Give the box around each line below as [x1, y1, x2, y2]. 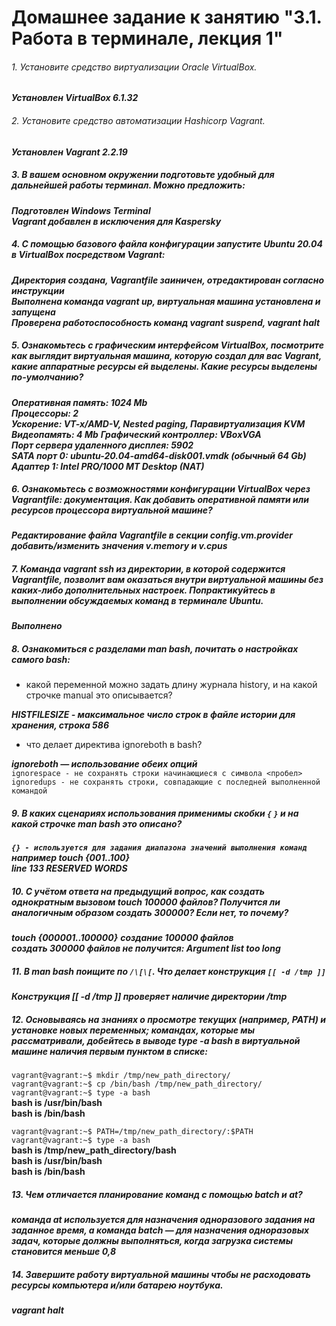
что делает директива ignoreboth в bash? [25, 739, 203, 751]
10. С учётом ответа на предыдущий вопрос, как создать [11, 885, 265, 897]
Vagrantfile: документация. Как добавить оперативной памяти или [11, 494, 309, 506]
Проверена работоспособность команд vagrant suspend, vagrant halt [11, 316, 321, 328]
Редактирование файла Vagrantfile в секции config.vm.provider [11, 529, 293, 541]
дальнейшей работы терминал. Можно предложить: [11, 179, 246, 191]
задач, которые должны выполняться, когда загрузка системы [11, 1235, 293, 1247]
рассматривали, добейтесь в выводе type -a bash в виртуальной [11, 1034, 301, 1046]
